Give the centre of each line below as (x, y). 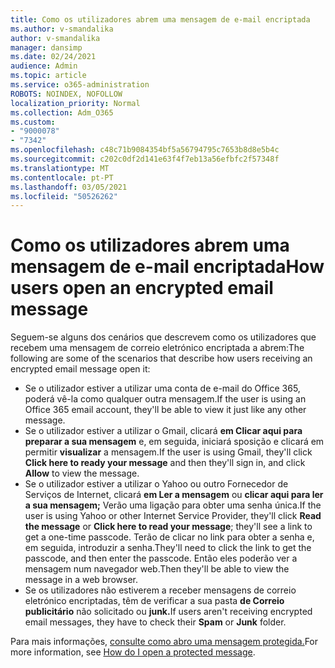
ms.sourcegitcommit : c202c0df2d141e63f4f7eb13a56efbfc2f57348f (145, 159)
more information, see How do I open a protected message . (133, 652)
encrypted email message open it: (80, 369)
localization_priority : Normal (75, 103)
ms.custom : (33, 122)
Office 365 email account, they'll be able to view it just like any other (165, 410)
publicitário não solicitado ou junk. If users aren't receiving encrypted (168, 612)
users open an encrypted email (142, 288)
